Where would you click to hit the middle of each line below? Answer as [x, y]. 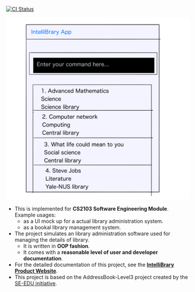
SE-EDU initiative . [36, 283]
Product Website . [36, 271]
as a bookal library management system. [72, 228]
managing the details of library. [52, 240]
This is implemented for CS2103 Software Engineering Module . [91, 209]
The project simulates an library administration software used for [92, 233]
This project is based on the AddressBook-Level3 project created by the [101, 277]
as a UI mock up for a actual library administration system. [93, 221]
